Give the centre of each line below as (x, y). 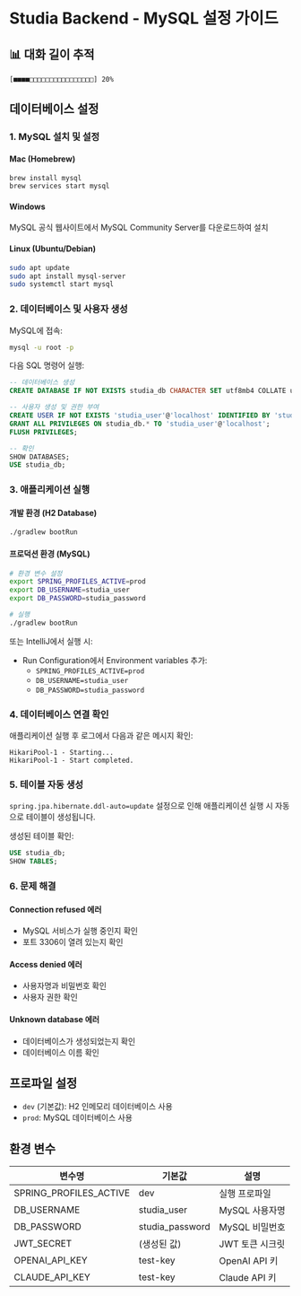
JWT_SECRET (43, 1244)
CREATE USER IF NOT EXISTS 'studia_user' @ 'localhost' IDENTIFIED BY (140, 416)
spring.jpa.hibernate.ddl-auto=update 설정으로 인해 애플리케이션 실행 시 (141, 806)
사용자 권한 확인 (50, 997)
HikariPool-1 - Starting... (62, 753)
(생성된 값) (160, 1244)
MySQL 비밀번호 (252, 1228)
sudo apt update (39, 267)
